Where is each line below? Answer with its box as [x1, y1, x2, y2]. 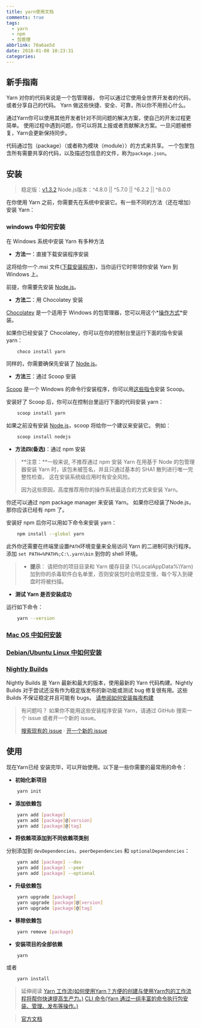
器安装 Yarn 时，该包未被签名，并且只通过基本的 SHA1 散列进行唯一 [20, 466, 188, 473]
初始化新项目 [14, 776, 47, 783]
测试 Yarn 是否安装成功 [14, 591, 72, 598]
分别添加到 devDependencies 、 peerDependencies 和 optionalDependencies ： [6, 847, 190, 855]
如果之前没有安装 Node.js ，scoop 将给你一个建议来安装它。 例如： [6, 422, 172, 429]
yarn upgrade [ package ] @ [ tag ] [17, 905, 93, 911]
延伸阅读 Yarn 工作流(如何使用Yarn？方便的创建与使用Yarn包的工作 [20, 988, 187, 995]
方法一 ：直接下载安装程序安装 [14, 250, 89, 257]
